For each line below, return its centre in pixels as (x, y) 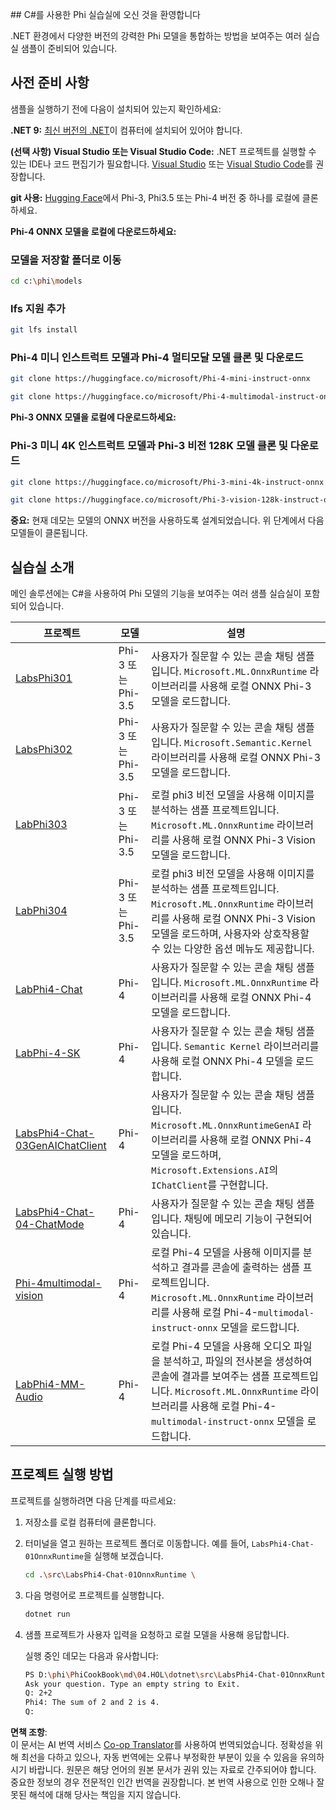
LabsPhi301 (44, 678)
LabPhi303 (41, 825)
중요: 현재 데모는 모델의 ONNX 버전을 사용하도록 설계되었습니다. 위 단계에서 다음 (167, 520)
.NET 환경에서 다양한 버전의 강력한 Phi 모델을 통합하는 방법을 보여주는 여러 (156, 36)
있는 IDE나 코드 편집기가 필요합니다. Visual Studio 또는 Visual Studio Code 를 (162, 164)
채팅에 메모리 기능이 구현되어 (248, 1219)
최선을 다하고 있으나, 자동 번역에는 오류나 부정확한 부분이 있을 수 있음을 (159, 1757)
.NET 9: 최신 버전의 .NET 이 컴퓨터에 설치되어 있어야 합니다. (126, 130)
